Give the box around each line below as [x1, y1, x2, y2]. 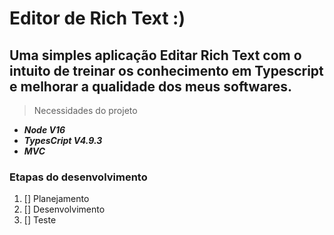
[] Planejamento [23, 193, 90, 205]
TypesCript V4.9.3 [23, 135, 103, 146]
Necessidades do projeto [33, 105, 138, 116]
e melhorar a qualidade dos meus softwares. [9, 78, 292, 95]
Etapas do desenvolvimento [9, 170, 148, 184]
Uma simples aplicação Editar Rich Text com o [9, 47, 302, 64]
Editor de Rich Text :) [9, 7, 186, 30]
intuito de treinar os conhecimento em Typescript [9, 62, 324, 79]
